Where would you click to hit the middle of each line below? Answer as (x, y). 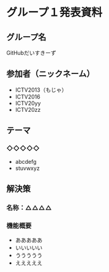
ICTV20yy (28, 103)
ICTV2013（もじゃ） (41, 90)
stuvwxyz (27, 168)
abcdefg (26, 161)
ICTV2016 (28, 97)
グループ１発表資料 (55, 13)
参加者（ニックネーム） (51, 74)
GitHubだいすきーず (31, 53)
